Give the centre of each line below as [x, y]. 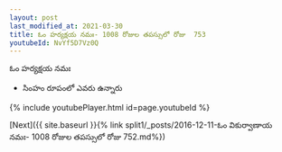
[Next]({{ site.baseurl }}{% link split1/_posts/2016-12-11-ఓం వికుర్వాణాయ [141, 125]
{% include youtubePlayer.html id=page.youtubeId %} [110, 108]
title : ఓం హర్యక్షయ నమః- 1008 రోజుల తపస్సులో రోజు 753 [108, 34]
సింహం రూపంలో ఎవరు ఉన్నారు [72, 88]
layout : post [34, 18]
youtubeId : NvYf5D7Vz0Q [54, 43]
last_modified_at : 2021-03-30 [66, 26]
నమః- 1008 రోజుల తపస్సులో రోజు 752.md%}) [87, 137]
